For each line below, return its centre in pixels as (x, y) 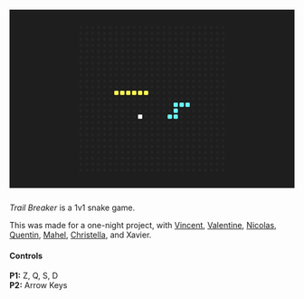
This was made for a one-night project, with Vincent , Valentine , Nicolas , (143, 225)
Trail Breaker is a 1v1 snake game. (72, 207)
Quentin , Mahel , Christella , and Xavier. (81, 235)
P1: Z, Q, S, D (34, 275)
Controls (26, 256)
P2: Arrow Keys (38, 285)
